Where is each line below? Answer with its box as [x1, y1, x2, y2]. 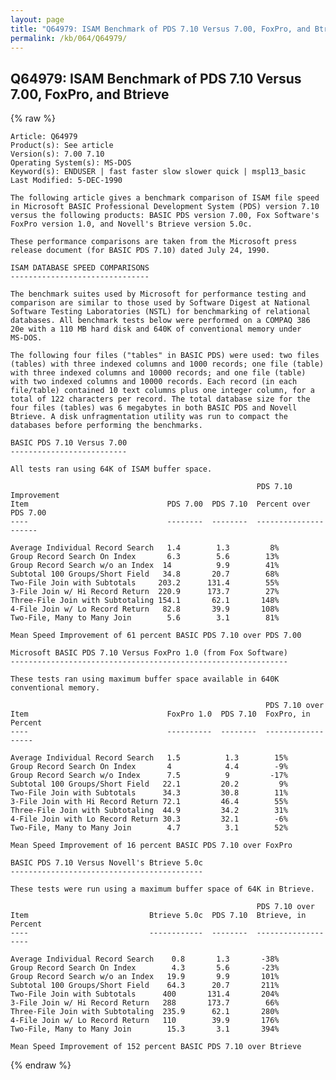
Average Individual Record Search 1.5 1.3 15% [10, 753, 288, 763]
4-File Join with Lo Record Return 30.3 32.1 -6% [10, 814, 288, 825]
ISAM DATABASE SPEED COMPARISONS [10, 263, 150, 273]
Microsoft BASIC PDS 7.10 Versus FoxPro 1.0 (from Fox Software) [10, 648, 288, 658]
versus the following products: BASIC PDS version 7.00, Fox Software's [10, 211, 320, 221]
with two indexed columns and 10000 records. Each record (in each [10, 377, 298, 387]
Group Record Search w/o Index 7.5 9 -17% [10, 771, 288, 781]
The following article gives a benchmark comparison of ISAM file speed [10, 193, 320, 203]
